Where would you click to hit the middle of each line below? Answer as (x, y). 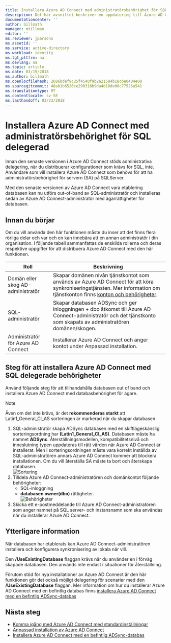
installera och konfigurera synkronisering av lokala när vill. (66, 549)
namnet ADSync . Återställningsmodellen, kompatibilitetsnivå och (81, 439)
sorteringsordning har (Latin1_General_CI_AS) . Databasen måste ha (84, 434)
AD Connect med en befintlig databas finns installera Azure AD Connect (81, 590)
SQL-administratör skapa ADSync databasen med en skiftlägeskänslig (86, 428)
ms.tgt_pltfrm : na (25, 58)
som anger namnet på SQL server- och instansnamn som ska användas (88, 510)
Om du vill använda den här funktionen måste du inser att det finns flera (81, 232)
